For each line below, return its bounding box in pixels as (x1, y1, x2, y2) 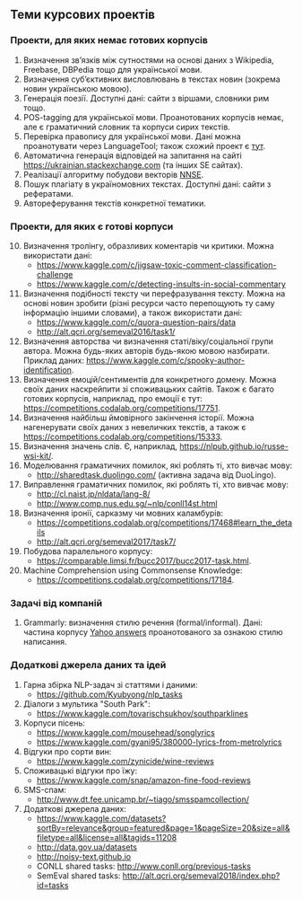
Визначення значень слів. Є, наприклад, (22, 440, 178, 452)
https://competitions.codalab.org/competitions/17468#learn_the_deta (36, 516, 293, 528)
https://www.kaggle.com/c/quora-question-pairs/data (36, 316, 237, 327)
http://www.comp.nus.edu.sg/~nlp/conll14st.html (36, 498, 218, 508)
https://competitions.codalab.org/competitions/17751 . (22, 402, 220, 413)
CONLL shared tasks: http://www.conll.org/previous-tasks (36, 860, 252, 871)
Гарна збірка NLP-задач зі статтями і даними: (22, 679, 198, 690)
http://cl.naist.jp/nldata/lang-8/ (36, 489, 151, 499)
